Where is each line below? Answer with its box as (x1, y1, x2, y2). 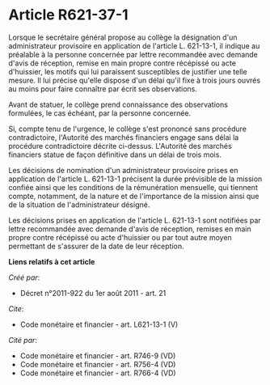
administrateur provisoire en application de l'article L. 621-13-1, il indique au (8, 40, 260, 50)
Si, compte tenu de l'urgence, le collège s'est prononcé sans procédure (8, 124, 247, 133)
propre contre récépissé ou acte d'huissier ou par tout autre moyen (8, 232, 232, 242)
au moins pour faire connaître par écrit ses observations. (8, 83, 198, 94)
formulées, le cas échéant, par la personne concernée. (8, 108, 192, 118)
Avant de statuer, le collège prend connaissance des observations (8, 99, 229, 109)
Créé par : (8, 273, 40, 282)
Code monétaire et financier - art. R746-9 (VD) (19, 350, 176, 361)
